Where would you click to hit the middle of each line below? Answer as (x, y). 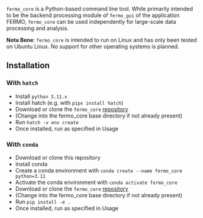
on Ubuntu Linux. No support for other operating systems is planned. (93, 46)
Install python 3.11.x (41, 96)
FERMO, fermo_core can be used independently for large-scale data (91, 22)
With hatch (22, 83)
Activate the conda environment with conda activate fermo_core (96, 182)
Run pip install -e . (43, 202)
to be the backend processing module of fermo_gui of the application (93, 15)
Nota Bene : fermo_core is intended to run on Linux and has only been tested (101, 40)
